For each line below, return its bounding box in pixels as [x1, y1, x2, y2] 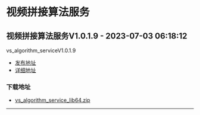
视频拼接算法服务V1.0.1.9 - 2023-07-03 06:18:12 [6, 31, 187, 41]
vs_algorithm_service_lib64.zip [14, 97, 90, 104]
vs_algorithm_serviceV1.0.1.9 [6, 47, 76, 54]
